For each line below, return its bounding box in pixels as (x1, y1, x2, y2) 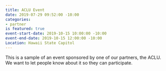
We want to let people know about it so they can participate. (5, 59, 133, 66)
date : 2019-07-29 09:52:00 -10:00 (5, 12, 80, 17)
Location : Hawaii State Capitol (5, 41, 75, 46)
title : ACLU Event (5, 7, 45, 13)
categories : (5, 17, 31, 22)
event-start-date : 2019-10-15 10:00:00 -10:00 (5, 31, 107, 36)
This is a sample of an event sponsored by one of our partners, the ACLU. (5, 54, 161, 60)
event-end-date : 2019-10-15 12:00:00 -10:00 (5, 36, 102, 41)
